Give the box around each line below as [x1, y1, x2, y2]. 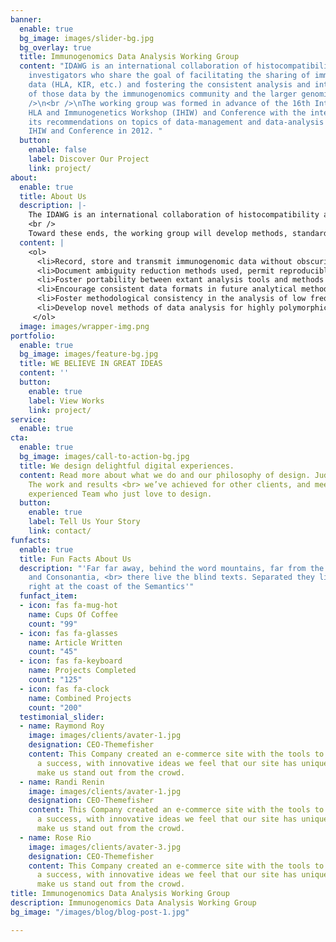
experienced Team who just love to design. [28, 489, 213, 499]
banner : [10, 14, 43, 25]
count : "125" [28, 675, 83, 685]
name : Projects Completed [28, 666, 137, 676]
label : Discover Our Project [28, 154, 150, 164]
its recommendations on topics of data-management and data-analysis [28, 117, 325, 127]
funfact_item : [19, 591, 78, 601]
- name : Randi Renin [19, 777, 105, 787]
